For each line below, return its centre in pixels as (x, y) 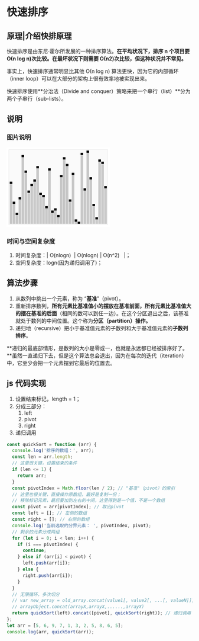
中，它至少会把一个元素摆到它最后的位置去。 (61, 363)
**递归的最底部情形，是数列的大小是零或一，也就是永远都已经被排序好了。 (97, 348)
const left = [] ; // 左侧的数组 (50, 513)
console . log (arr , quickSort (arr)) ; (50, 632)
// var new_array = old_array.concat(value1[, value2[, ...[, (90, 601)
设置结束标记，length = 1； (48, 399)
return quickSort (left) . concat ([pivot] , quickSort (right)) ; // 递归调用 (102, 613)
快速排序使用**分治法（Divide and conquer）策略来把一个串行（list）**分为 (99, 91)
